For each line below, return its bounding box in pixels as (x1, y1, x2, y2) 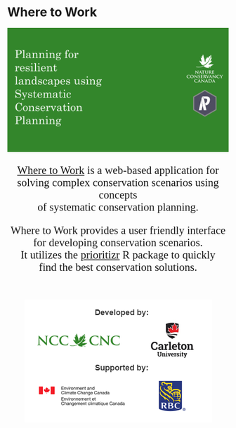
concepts (98, 189, 138, 201)
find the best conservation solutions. (38, 261, 198, 274)
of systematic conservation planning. (37, 201, 199, 214)
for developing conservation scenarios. (33, 236, 203, 249)
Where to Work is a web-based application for (17, 164, 219, 177)
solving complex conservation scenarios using (17, 176, 219, 189)
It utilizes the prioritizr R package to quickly (20, 248, 216, 262)
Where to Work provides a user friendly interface (10, 224, 226, 237)
